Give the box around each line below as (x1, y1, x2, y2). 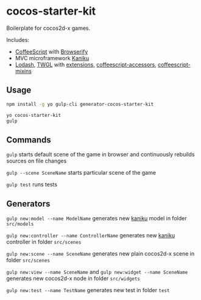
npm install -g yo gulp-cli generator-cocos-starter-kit (6, 101, 154, 107)
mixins (15, 67, 32, 74)
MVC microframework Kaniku (15, 54, 90, 61)
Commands (6, 134, 52, 145)
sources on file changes (6, 157, 67, 165)
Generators (6, 198, 51, 209)
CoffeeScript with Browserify (15, 47, 88, 55)
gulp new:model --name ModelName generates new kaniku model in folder (6, 215, 187, 222)
